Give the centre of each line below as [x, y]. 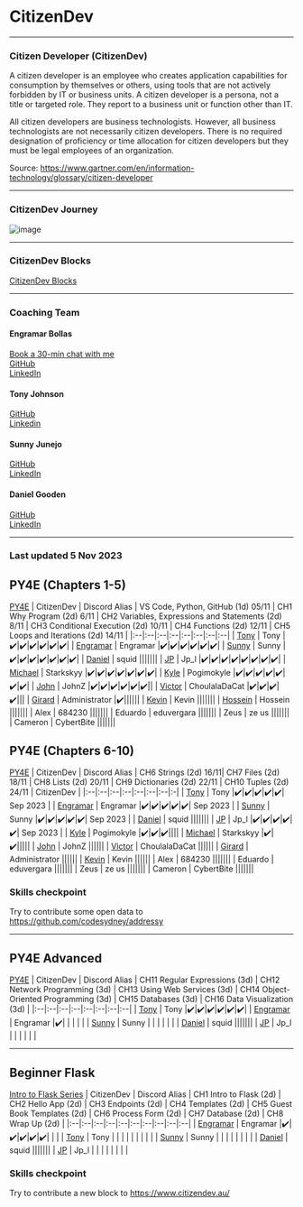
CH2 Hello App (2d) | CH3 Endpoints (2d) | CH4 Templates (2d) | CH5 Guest [151, 1104]
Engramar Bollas [41, 334]
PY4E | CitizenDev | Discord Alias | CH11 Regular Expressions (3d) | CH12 [145, 980]
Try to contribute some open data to [76, 912]
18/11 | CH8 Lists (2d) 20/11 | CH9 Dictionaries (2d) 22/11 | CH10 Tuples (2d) [149, 782]
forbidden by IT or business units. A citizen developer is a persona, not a [144, 95]
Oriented [26, 1000]
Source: [24, 168]
